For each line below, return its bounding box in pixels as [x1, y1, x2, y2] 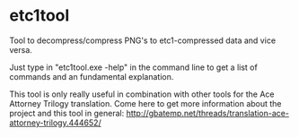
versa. [9, 44, 33, 55]
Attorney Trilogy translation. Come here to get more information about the [9, 98, 282, 108]
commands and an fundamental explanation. [9, 71, 174, 81]
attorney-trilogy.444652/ [9, 117, 101, 128]
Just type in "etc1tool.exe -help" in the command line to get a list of [9, 62, 258, 73]
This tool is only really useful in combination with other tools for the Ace [9, 89, 276, 99]
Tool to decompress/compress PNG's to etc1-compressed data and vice [9, 35, 277, 46]
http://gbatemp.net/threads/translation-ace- [126, 107, 290, 118]
